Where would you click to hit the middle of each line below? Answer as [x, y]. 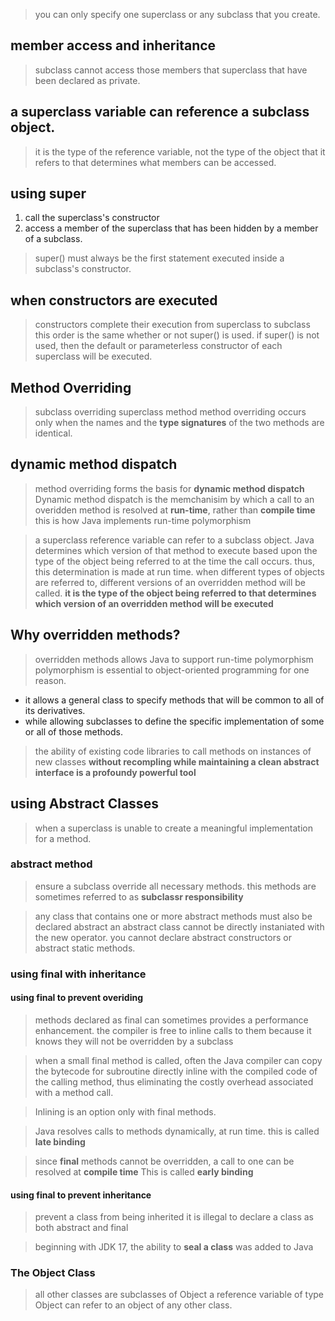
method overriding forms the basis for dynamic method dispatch [169, 488]
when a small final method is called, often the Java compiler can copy [178, 1060]
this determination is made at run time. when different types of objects [179, 571]
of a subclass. [53, 239]
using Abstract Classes [84, 804]
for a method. [63, 838]
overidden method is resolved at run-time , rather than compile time [175, 510]
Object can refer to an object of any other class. [133, 1305]
